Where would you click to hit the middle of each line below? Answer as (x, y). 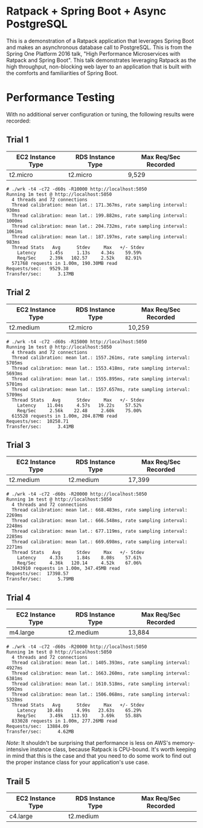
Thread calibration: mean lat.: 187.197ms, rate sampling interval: (100, 237)
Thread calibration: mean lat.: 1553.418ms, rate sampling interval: (101, 368)
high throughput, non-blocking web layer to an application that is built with (99, 66)
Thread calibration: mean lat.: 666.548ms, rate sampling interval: (100, 521)
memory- (183, 743)
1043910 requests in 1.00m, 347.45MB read (66, 569)
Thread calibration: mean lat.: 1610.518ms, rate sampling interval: (101, 684)
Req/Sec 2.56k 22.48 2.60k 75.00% (79, 410)
